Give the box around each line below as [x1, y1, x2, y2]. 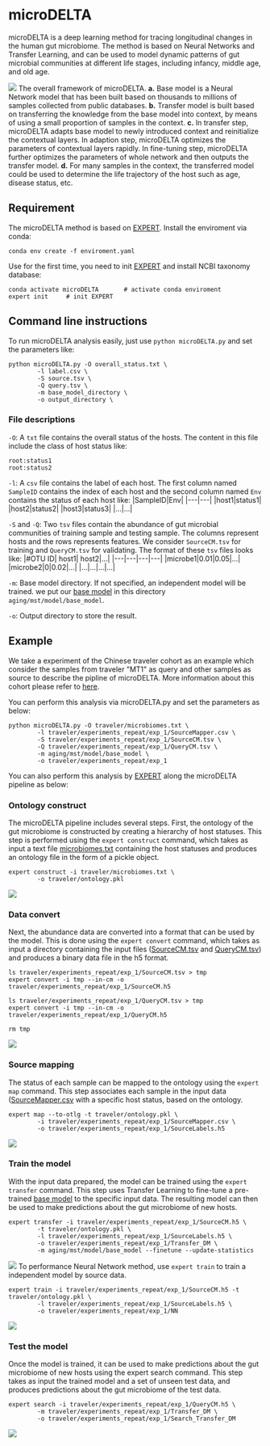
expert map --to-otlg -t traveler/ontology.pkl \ [8, 1110, 179, 1119]
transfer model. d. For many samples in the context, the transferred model [8, 160, 255, 171]
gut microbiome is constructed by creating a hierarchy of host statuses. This [8, 826, 262, 836]
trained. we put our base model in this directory [8, 586, 166, 596]
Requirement [8, 201, 75, 215]
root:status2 [8, 463, 52, 472]
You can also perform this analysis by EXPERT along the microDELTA [8, 770, 237, 781]
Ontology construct [8, 799, 87, 811]
